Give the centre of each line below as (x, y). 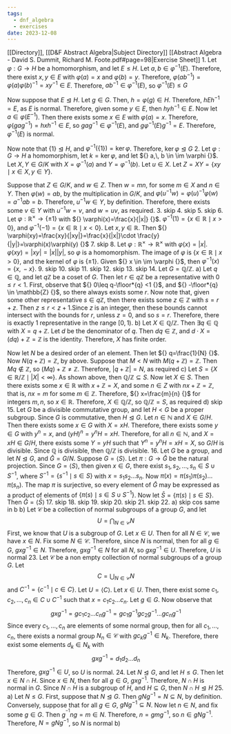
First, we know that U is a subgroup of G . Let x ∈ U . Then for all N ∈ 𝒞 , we (114, 534)
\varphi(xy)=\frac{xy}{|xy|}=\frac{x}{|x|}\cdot (72, 236)
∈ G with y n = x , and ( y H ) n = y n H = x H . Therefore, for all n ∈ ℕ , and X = (111, 433)
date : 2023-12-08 (32, 33)
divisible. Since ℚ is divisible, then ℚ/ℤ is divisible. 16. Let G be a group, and (115, 451)
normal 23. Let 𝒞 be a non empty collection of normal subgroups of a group (114, 557)
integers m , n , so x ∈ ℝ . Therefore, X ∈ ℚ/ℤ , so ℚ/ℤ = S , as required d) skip (115, 402)
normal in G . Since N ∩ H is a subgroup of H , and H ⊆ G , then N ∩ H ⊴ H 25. (115, 688)
